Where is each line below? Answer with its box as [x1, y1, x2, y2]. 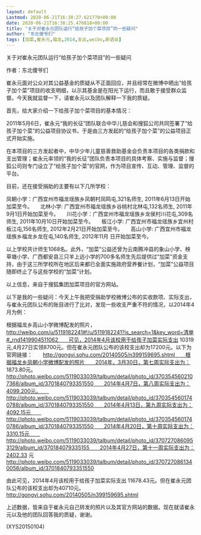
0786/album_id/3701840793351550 [6, 423, 94, 430]
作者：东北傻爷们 [6, 67, 48, 74]
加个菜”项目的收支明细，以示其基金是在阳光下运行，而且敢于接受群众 [11, 87, 182, 93]
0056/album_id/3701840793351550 [6, 465, 95, 471]
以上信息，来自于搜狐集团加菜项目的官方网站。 [6, 281, 121, 288]
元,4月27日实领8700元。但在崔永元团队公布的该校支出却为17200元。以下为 [6, 344, 192, 350]
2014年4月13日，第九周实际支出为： [103, 401, 193, 408]
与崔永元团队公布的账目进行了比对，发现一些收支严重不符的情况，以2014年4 [6, 301, 195, 308]
